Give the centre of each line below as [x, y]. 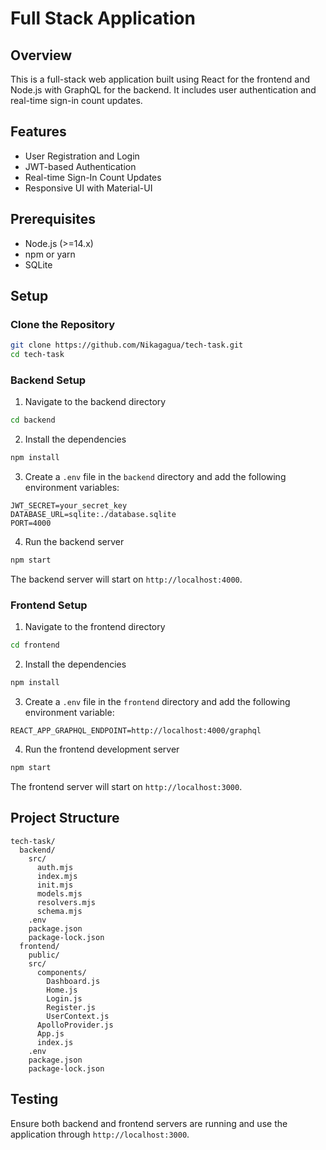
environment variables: [72, 488]
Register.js [71, 1007]
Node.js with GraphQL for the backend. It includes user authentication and [163, 90]
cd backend [33, 420]
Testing [34, 1099]
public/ [44, 955]
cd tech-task [37, 355]
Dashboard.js [73, 981]
